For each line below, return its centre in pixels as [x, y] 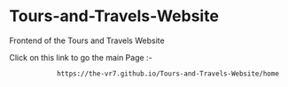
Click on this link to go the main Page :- [81, 57]
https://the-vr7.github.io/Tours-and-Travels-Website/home [167, 73]
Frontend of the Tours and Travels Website [87, 40]
